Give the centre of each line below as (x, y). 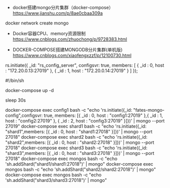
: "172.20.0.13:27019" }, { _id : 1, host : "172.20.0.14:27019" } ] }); (72, 71)
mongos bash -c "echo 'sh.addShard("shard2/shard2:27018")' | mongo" (81, 169)
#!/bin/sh (15, 81)
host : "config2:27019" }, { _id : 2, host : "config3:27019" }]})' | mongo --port (85, 121)
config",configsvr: (24, 115)
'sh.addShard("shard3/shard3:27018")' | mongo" (56, 180)
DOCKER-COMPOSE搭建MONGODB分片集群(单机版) (67, 50)
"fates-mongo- (149, 110)
